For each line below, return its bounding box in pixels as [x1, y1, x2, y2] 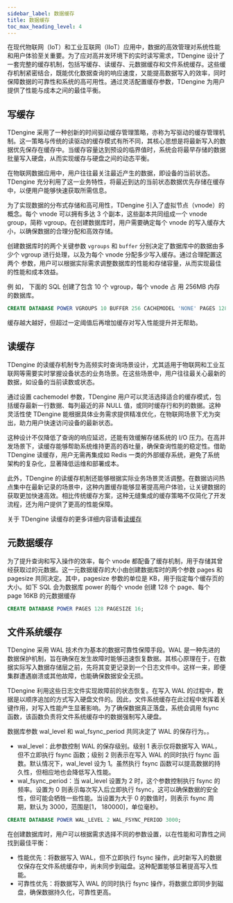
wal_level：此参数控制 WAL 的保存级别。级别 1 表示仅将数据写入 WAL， [17, 742, 221, 750]
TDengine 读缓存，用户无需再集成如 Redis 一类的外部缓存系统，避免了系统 [7, 450, 221, 458]
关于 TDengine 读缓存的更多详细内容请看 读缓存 [7, 515, 142, 523]
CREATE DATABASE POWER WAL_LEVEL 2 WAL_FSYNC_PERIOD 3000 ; [7, 816, 182, 824]
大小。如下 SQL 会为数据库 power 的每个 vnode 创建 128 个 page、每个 [7, 583, 210, 591]
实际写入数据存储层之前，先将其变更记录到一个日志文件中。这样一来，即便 [12, 663, 226, 671]
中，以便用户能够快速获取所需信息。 [7, 187, 111, 195]
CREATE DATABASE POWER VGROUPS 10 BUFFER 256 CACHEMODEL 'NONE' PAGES [7, 305, 216, 312]
